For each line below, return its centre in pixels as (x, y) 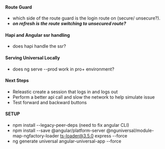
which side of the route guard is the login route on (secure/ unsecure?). (87, 18)
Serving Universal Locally (33, 58)
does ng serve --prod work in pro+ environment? (63, 69)
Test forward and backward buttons (50, 102)
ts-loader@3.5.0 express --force (94, 136)
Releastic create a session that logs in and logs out (65, 92)
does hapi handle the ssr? (39, 46)
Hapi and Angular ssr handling (38, 35)
